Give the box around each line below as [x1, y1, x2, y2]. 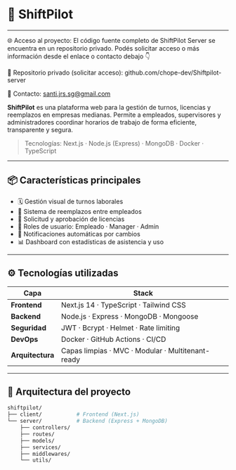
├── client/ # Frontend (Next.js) [7, 411, 140, 418]
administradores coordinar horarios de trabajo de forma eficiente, [7, 118, 197, 126]
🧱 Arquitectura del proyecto [7, 386, 131, 398]
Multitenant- [168, 345, 211, 355]
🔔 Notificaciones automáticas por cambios [17, 229, 140, 238]
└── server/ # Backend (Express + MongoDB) [7, 418, 169, 425]
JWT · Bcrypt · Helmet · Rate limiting [60, 323, 181, 333]
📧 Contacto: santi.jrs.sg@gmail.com [7, 89, 111, 98]
